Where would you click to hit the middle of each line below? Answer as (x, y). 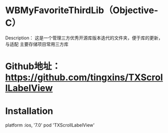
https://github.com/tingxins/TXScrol (84, 77)
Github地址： (33, 66)
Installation (29, 111)
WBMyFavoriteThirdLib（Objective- (82, 10)
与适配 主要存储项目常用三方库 (37, 44)
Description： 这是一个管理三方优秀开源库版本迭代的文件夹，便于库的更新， (84, 38)
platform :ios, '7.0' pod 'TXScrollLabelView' (50, 125)
